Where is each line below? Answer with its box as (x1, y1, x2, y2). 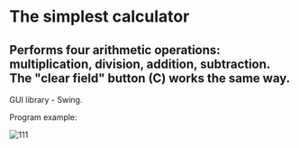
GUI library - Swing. (9, 95, 83, 105)
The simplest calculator (9, 6, 190, 27)
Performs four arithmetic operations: (9, 42, 221, 58)
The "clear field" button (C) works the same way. (9, 70, 291, 86)
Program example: (9, 112, 78, 123)
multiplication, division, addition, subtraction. (9, 56, 270, 71)
